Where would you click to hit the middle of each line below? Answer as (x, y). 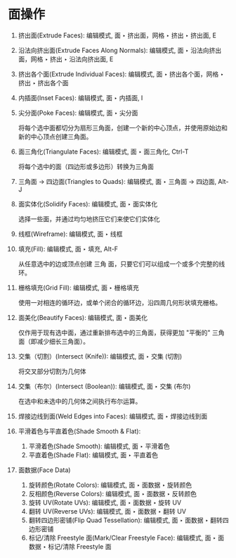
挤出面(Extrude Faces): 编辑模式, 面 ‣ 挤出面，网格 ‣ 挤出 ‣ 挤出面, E (117, 35)
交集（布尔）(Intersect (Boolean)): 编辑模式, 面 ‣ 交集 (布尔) (104, 386)
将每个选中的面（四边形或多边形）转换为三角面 (86, 166)
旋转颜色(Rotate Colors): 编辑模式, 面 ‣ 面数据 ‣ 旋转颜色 (110, 485)
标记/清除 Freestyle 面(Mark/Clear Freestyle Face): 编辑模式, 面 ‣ (122, 538)
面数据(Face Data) (44, 470)
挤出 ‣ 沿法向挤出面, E (81, 59)
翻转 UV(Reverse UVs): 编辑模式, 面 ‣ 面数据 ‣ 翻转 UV (107, 511)
